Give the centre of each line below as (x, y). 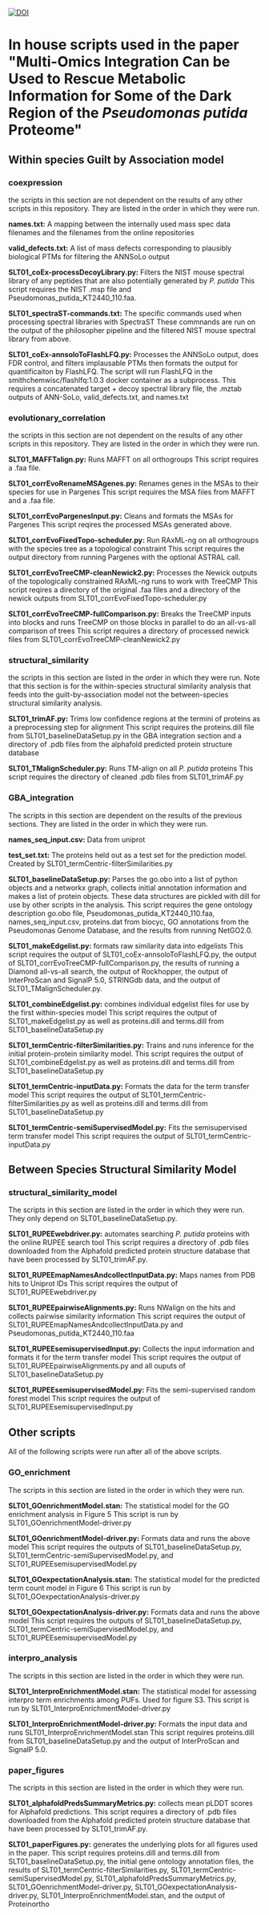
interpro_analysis (43, 1658)
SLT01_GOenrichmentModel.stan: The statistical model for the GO (119, 1506)
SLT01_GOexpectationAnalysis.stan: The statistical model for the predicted (134, 1579)
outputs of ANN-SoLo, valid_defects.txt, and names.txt (98, 396)
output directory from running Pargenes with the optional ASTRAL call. (124, 557)
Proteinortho (29, 1904)
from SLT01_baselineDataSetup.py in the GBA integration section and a (125, 736)
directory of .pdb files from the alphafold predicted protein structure (120, 744)
